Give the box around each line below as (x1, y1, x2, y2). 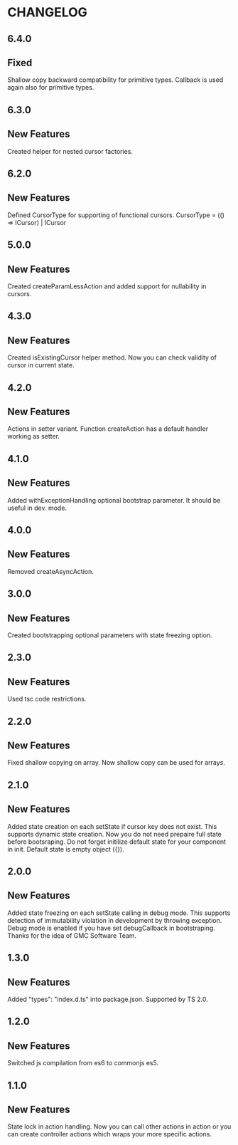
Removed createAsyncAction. (7, 567, 94, 575)
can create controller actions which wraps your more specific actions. (7, 1130, 212, 1139)
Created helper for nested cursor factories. (7, 147, 134, 155)
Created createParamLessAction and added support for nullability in (7, 282, 207, 291)
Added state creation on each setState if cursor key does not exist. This (7, 822, 217, 830)
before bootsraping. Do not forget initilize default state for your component (7, 837, 226, 846)
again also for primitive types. (7, 83, 94, 92)
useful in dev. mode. (7, 503, 67, 512)
